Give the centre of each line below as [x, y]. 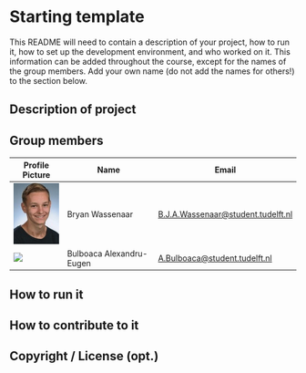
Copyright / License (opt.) [84, 356]
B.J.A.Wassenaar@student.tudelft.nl [225, 214]
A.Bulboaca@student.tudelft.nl [215, 258]
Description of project [73, 110]
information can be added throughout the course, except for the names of [148, 61]
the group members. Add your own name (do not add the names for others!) [152, 71]
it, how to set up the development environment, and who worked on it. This [150, 51]
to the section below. [49, 80]
